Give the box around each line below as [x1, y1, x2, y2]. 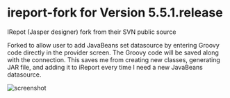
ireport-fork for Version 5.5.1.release [7, 5, 224, 21]
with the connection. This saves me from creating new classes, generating [7, 55, 220, 63]
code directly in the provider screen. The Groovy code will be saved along [7, 48, 219, 57]
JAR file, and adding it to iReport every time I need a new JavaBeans [7, 63, 204, 71]
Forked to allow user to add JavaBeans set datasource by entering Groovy [7, 41, 220, 49]
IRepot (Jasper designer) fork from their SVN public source [7, 28, 176, 36]
